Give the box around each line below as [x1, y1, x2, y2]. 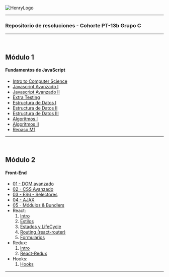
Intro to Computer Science [12, 78, 68, 84]
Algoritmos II [12, 121, 39, 127]
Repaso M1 [12, 126, 36, 132]
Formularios [20, 235, 45, 241]
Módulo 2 [5, 155, 36, 164]
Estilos [20, 218, 34, 225]
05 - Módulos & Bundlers [12, 202, 64, 208]
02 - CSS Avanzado [12, 186, 54, 192]
